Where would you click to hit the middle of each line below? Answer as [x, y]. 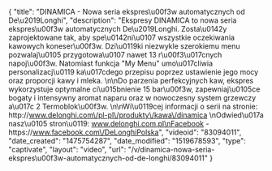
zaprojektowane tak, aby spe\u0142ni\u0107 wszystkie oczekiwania [122, 37]
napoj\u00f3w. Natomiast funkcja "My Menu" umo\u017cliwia [111, 63]
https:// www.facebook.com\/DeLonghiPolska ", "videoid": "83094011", [125, 132]
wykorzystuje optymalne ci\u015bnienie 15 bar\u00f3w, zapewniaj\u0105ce [134, 89]
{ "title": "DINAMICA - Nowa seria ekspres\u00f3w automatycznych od [127, 12]
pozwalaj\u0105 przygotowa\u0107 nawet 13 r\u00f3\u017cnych [115, 55]
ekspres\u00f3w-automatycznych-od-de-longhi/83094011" [108, 158]
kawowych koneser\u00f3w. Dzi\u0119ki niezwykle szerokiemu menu [124, 46]
